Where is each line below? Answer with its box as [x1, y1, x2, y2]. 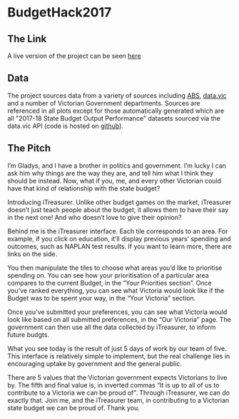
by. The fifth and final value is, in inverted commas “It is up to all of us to [7, 380, 220, 389]
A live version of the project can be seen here [7, 51, 141, 60]
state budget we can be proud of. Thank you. [7, 403, 141, 412]
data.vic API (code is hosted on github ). [7, 121, 123, 130]
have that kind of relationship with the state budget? [7, 183, 161, 193]
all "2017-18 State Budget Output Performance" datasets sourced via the [7, 113, 221, 122]
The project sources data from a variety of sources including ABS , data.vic [7, 91, 227, 100]
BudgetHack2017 [7, 4, 112, 21]
